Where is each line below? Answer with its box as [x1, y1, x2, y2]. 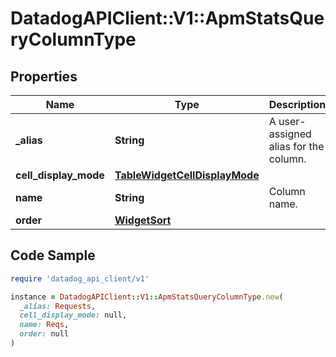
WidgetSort [114, 213, 172, 227]
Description [268, 98, 327, 111]
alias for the [268, 140, 325, 153]
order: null [19, 329, 70, 339]
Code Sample [10, 247, 96, 264]
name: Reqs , [19, 320, 70, 330]
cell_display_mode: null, [19, 310, 128, 321]
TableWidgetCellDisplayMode [114, 168, 260, 182]
